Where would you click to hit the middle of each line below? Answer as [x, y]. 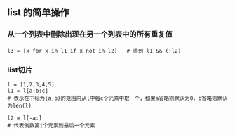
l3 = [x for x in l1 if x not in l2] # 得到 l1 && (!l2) [94, 51]
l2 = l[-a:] [25, 118]
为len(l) [19, 105]
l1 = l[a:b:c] [28, 91]
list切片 [20, 70]
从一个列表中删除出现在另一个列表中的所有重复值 [90, 34]
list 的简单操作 [38, 13]
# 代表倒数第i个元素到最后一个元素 [51, 125]
